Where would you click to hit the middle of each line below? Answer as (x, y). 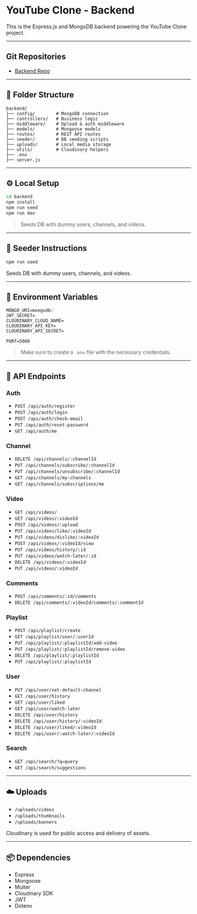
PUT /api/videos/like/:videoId (53, 531)
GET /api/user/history (42, 696)
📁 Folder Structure (40, 95)
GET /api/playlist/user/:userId (54, 637)
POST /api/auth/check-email (49, 419)
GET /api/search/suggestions (50, 768)
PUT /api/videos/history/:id (50, 550)
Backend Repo (32, 70)
